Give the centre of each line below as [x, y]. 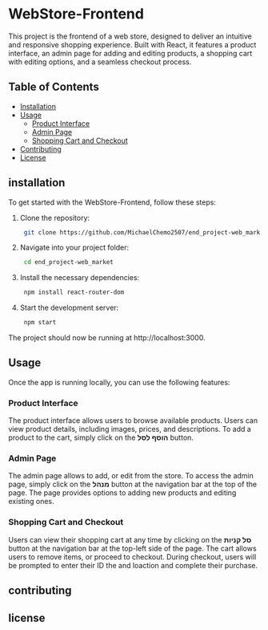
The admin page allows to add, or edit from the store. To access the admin [131, 476]
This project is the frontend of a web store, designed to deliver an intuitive [130, 36]
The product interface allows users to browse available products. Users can [133, 421]
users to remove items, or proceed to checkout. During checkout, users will [132, 557]
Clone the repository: [55, 217]
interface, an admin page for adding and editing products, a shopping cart [130, 53]
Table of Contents [54, 87]
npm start [40, 323]
